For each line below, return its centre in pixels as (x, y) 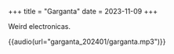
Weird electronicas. (39, 26)
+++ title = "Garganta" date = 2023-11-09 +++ (83, 11)
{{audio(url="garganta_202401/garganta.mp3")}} (87, 41)
